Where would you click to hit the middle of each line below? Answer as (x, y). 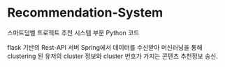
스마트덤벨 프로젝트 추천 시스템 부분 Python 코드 (73, 32)
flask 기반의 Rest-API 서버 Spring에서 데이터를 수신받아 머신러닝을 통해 (105, 47)
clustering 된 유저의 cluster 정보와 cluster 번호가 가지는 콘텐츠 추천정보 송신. (112, 56)
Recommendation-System (85, 13)
